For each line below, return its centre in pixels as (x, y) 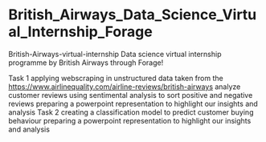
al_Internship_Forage (80, 32)
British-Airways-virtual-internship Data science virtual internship (115, 54)
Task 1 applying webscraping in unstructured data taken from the (116, 78)
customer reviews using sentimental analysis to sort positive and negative (131, 95)
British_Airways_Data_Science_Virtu (133, 15)
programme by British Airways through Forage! (86, 63)
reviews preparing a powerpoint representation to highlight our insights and (133, 103)
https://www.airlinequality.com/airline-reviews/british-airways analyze (125, 87)
